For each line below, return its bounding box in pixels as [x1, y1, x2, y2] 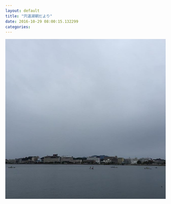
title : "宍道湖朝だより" [5, 13, 52, 19]
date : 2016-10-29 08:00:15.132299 [5, 19, 79, 24]
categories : [5, 24, 31, 29]
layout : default [5, 8, 40, 13]
